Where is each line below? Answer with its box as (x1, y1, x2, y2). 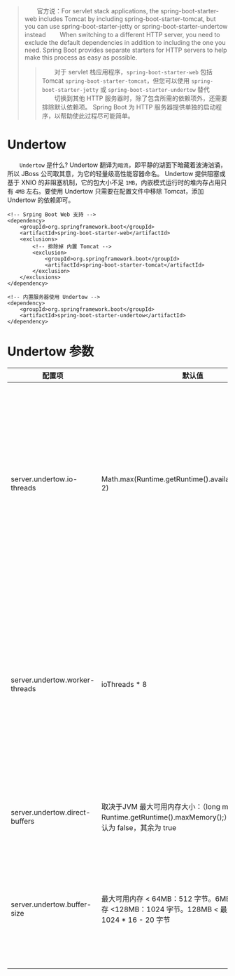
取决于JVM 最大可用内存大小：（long (101, 801, 220, 811)
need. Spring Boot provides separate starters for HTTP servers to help (24, 46, 227, 54)
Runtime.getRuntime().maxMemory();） (101, 812, 228, 822)
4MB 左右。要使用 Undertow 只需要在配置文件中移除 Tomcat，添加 (15, 187, 204, 195)
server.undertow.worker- (10, 675, 95, 685)
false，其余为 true (117, 822, 177, 832)
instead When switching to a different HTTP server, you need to (24, 31, 220, 39)
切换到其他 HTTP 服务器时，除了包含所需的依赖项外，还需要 (54, 94, 227, 102)
